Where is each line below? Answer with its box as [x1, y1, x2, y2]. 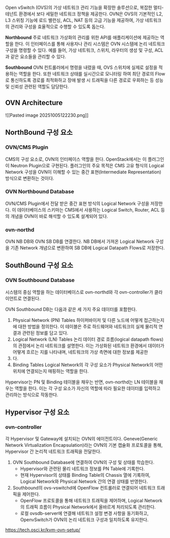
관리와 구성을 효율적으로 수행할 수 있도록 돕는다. [10, 23, 106, 30]
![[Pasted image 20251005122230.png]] [5, 112, 89, 118]
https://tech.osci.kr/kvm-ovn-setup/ [5, 527, 81, 533]
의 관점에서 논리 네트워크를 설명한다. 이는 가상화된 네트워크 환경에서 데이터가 [12, 342, 165, 348]
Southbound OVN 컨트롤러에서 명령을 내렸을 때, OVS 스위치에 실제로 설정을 [5, 64, 158, 70]
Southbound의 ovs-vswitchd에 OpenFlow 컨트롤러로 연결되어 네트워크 [12, 485, 156, 491]
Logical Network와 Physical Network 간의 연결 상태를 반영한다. [20, 478, 148, 484]
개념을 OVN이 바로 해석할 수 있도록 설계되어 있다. [10, 213, 108, 219]
